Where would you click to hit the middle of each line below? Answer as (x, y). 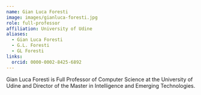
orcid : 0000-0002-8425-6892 (47, 62)
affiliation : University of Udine (49, 29)
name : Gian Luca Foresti (37, 12)
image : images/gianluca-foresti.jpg (52, 17)
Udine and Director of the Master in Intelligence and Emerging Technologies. (101, 85)
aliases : (17, 34)
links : (14, 57)
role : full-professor (33, 23)
